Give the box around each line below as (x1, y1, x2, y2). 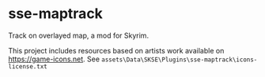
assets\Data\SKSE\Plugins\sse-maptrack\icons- (101, 56, 258, 64)
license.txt (8, 62, 47, 71)
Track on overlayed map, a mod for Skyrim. (8, 31, 149, 40)
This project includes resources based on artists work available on (8, 46, 225, 55)
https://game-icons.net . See (8, 54, 100, 64)
